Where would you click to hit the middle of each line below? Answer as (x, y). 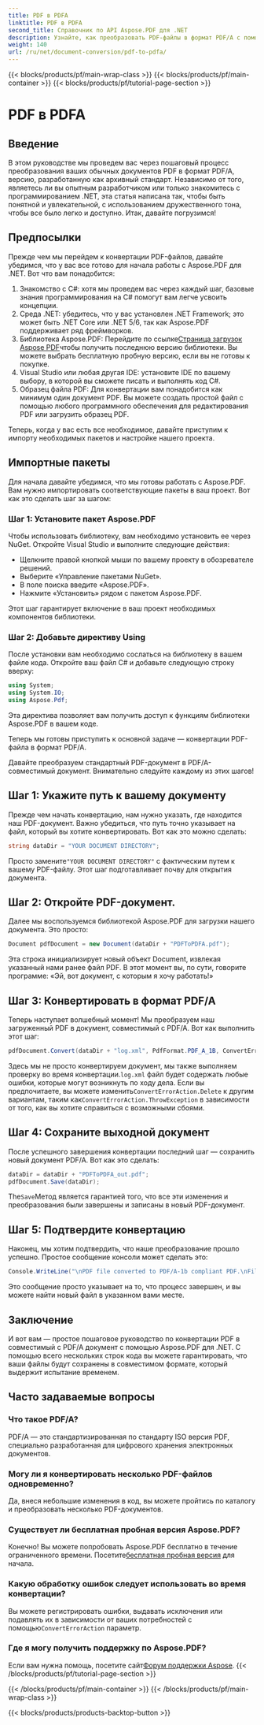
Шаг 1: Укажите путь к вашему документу (117, 796)
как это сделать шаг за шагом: (60, 498)
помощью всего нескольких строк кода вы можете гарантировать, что (128, 1355)
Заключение (41, 1320)
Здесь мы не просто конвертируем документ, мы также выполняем (123, 1065)
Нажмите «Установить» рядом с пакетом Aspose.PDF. (110, 593)
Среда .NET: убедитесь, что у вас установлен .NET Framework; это (132, 314)
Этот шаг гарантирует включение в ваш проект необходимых (112, 608)
